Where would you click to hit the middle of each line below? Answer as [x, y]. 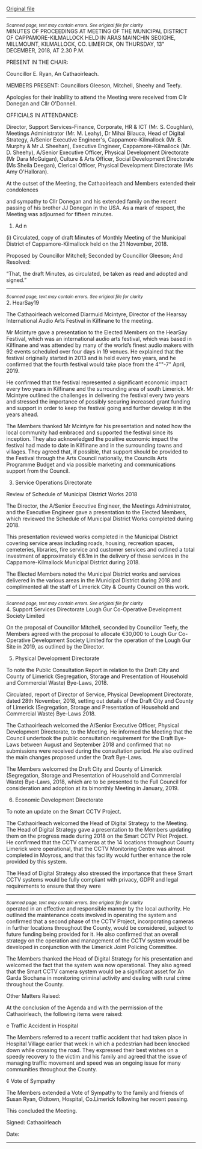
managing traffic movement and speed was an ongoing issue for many [94, 1063]
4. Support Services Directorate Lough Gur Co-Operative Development [94, 609]
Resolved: [19, 262]
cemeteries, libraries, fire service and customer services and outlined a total [101, 550]
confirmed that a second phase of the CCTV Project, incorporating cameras [100, 921]
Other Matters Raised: [33, 996]
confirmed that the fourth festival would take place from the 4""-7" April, [96, 364]
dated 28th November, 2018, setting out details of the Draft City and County [100, 701]
